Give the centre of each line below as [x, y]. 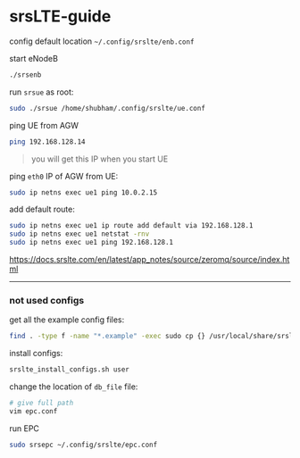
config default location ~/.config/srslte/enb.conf [102, 41]
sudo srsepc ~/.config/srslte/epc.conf [83, 445]
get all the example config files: [67, 320]
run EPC [25, 428]
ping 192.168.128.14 [48, 142]
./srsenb [25, 75]
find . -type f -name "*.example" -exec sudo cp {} [107, 337]
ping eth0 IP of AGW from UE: [64, 176]
